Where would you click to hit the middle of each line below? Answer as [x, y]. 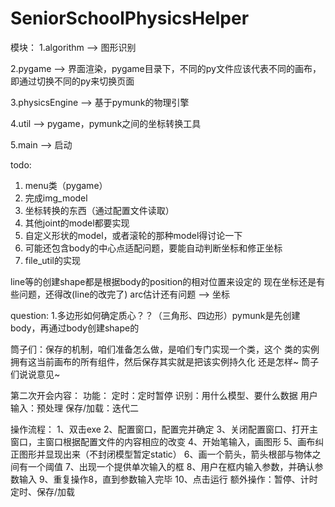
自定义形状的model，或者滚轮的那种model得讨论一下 [133, 235]
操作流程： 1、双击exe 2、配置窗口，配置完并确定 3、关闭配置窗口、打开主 [164, 429]
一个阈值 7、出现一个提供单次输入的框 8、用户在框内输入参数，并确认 [171, 466]
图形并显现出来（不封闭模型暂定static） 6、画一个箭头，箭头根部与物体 [165, 454]
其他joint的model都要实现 [77, 223]
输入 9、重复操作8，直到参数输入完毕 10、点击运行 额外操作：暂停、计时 [168, 479]
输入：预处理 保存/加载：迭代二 [74, 408]
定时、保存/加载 [43, 491]
